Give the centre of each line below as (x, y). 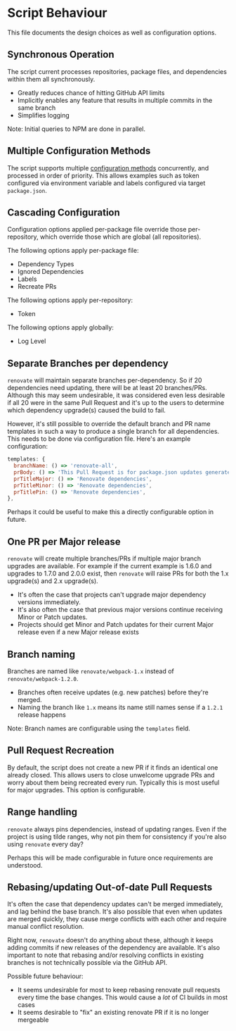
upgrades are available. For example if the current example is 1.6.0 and (110, 566)
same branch (37, 108)
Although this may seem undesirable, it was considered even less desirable (116, 395)
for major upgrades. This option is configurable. (76, 789)
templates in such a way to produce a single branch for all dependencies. (113, 432)
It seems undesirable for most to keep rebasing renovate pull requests (119, 990)
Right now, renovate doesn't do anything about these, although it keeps (110, 940)
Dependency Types (46, 264)
